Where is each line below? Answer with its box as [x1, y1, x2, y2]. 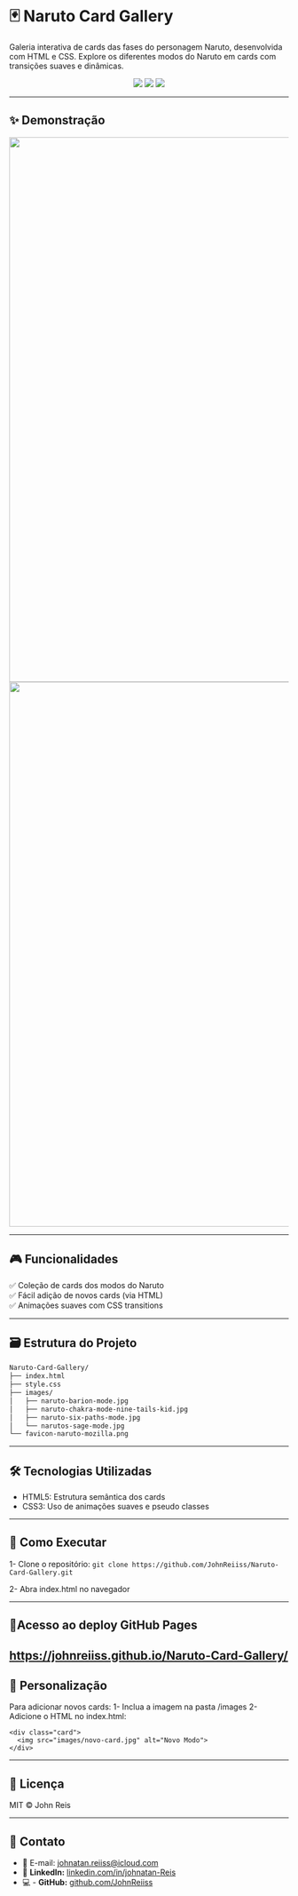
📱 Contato [9, 1834, 66, 1849]
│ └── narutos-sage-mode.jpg [9, 1422, 125, 1430]
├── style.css [9, 1380, 62, 1390]
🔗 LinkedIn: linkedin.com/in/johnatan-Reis [21, 1867, 176, 1878]
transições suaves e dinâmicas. [9, 60, 124, 71]
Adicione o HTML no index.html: [9, 1711, 127, 1722]
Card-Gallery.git [9, 1568, 74, 1577]
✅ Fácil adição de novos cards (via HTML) [9, 1289, 164, 1301]
